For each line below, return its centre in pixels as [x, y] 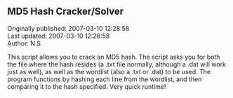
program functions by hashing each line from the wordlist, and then [105, 79]
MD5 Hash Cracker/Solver [66, 12]
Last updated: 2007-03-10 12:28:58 [59, 36]
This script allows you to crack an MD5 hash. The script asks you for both [114, 57]
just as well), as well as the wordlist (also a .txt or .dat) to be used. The [109, 71]
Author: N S [24, 43]
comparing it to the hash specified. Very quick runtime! [87, 86]
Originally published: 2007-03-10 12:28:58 [68, 28]
